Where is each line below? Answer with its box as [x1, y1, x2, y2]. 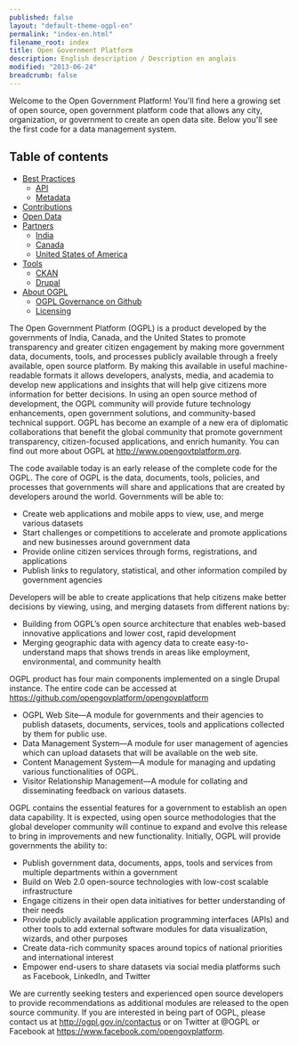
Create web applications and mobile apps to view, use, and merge [21, 508, 264, 518]
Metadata [35, 192, 71, 203]
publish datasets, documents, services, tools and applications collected [21, 719, 285, 729]
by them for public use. [21, 728, 108, 739]
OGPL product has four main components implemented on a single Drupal [9, 673, 280, 684]
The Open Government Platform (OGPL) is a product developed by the [9, 322, 267, 334]
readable [9, 370, 42, 381]
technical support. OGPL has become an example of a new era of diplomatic [9, 417, 289, 428]
